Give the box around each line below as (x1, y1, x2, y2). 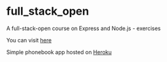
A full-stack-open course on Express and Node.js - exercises (6, 25, 161, 32)
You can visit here (6, 36, 52, 44)
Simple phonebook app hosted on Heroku (6, 48, 112, 56)
